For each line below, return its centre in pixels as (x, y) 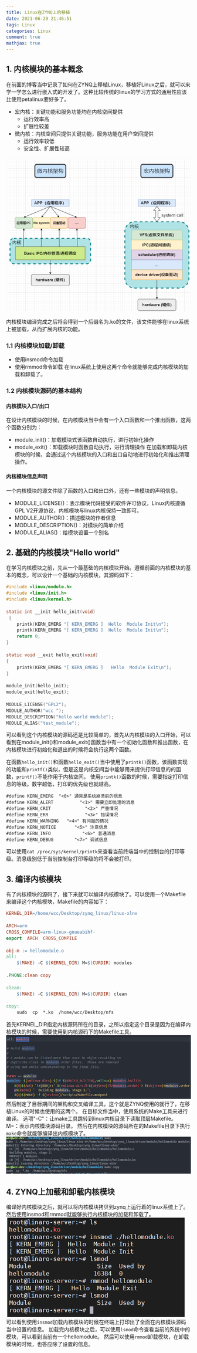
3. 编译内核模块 (34, 879)
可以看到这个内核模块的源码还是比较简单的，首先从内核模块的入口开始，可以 (98, 735)
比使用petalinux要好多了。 (38, 99)
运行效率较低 (39, 141)
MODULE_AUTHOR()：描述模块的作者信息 (65, 518)
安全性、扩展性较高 (47, 148)
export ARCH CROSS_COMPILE (42, 938)
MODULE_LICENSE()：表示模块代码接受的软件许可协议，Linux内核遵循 (100, 503)
